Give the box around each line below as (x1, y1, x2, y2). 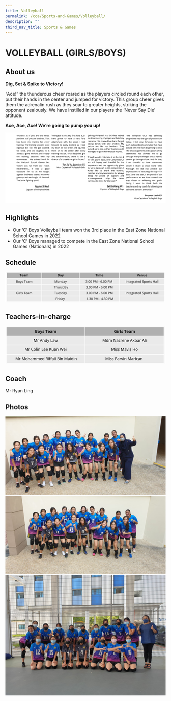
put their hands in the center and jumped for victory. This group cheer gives (5, 96, 164, 102)
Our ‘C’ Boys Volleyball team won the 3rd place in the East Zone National (12, 227, 165, 233)
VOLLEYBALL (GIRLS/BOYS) (5, 47, 126, 59)
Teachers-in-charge (5, 312, 71, 321)
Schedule (5, 258, 37, 267)
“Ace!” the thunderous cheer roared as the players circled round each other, (5, 91, 164, 97)
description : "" (5, 19, 40, 24)
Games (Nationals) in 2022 (12, 243, 69, 249)
